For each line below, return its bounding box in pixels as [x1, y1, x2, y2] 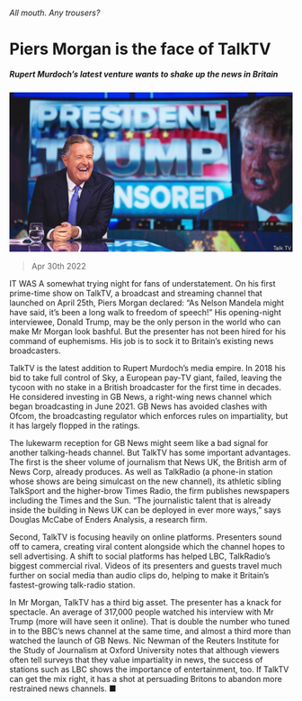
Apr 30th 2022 [31, 261, 87, 272]
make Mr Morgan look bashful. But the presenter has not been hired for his [9, 326, 286, 337]
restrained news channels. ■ [9, 683, 117, 694]
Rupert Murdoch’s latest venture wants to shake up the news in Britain [9, 68, 279, 80]
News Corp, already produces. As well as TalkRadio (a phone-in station [9, 467, 273, 478]
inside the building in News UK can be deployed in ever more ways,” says [9, 505, 281, 515]
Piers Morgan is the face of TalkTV [9, 39, 271, 59]
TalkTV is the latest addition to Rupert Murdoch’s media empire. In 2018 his [9, 363, 286, 374]
